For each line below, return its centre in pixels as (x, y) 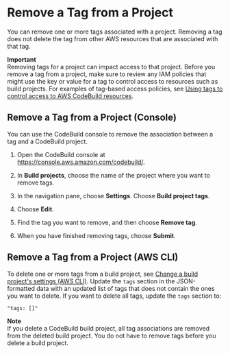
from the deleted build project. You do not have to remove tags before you (112, 335)
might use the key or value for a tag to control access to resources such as (113, 81)
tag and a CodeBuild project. (47, 141)
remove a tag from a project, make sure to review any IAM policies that (107, 74)
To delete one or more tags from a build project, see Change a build (103, 274)
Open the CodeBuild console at (61, 154)
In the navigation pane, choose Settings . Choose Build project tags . (113, 196)
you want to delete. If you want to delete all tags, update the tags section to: (114, 296)
